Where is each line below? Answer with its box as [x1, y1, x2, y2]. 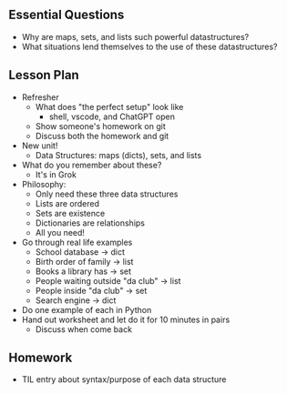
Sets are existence [35, 207, 106, 218]
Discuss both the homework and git [35, 130, 169, 141]
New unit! [21, 140, 58, 151]
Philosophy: [21, 178, 67, 189]
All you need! [35, 227, 86, 237]
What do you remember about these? [21, 159, 162, 170]
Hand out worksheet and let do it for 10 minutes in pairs [21, 314, 231, 325]
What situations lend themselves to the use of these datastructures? [21, 41, 279, 52]
